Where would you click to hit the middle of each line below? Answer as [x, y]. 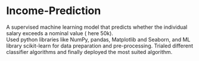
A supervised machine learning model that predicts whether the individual [97, 27]
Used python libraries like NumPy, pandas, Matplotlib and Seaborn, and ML [98, 39]
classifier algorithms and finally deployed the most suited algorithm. [89, 52]
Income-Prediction [54, 11]
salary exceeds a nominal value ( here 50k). [60, 33]
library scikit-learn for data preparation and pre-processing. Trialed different [100, 46]
